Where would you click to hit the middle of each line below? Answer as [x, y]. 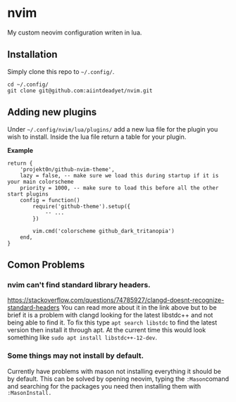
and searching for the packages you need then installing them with [104, 386]
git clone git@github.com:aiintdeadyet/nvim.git [80, 90]
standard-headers [33, 308]
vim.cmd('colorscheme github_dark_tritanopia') [104, 231]
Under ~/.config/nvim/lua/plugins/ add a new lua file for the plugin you [113, 129]
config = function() [50, 200]
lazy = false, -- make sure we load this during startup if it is [119, 175]
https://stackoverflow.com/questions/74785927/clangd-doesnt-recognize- [116, 300]
